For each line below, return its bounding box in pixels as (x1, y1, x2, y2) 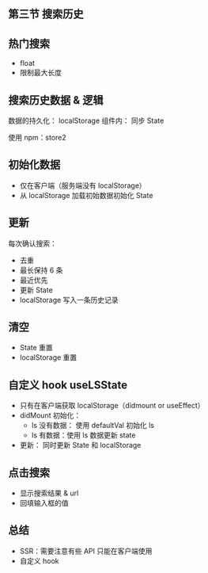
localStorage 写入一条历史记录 (19, 295, 119, 304)
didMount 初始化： (19, 411, 81, 420)
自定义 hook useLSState (8, 378, 128, 392)
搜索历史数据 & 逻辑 (8, 94, 104, 107)
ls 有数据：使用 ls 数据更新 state (31, 430, 136, 440)
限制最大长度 (19, 68, 62, 78)
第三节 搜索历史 (8, 7, 84, 21)
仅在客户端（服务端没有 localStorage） (19, 181, 146, 190)
